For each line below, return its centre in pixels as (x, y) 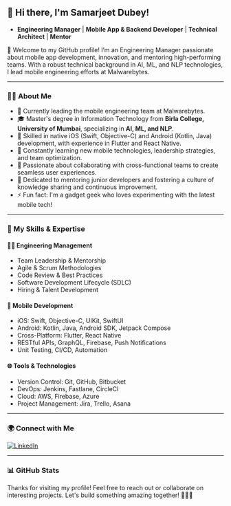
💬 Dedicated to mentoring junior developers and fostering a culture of (115, 180)
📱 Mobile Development (40, 305)
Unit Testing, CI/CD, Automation (62, 350)
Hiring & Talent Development (57, 290)
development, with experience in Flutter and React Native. (99, 143)
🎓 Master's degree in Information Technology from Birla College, (111, 119)
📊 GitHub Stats (33, 470)
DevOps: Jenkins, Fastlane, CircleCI (68, 388)
